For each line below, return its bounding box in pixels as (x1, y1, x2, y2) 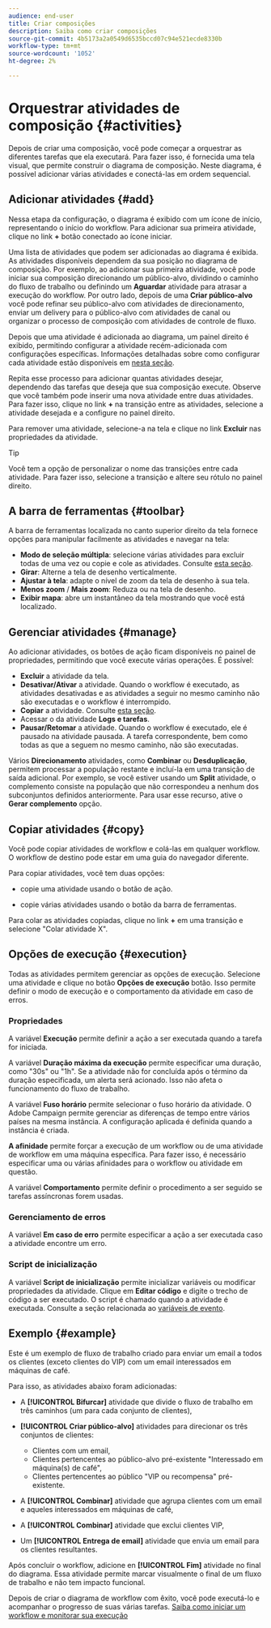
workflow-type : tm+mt (8, 42, 82, 50)
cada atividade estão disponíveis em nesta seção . (8, 358, 176, 367)
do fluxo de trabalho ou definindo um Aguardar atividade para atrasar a (8, 281, 248, 291)
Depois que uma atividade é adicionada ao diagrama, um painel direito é (8, 332, 249, 341)
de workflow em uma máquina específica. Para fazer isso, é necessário (8, 1149, 247, 1160)
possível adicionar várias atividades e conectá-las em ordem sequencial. (8, 169, 252, 178)
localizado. (19, 602, 57, 612)
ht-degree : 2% (8, 58, 57, 66)
